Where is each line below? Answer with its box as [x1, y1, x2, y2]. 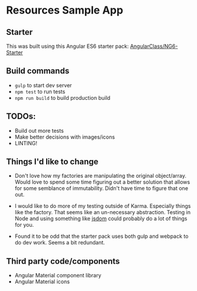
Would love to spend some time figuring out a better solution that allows [14, 178, 190, 186]
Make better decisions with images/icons [14, 133, 115, 140]
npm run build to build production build [14, 94, 111, 101]
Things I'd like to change [6, 157, 99, 167]
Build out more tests [14, 127, 64, 134]
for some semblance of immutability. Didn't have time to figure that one [14, 185, 188, 192]
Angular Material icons [14, 278, 70, 285]
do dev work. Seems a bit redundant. [14, 239, 105, 246]
